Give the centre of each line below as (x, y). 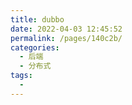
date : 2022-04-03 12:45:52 (66, 29)
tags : (21, 76)
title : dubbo (37, 19)
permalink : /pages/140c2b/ (66, 38)
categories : (35, 47)
